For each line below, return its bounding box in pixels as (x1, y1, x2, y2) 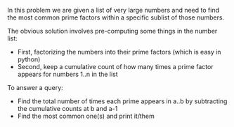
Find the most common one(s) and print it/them (17, 112, 155, 120)
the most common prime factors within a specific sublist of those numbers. (7, 13, 225, 22)
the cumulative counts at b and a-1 (17, 105, 118, 112)
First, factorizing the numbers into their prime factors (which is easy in (17, 48, 221, 56)
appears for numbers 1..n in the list (17, 70, 118, 78)
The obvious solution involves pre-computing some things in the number (7, 27, 218, 35)
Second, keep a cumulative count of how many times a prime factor (17, 63, 214, 70)
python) (17, 55, 41, 63)
